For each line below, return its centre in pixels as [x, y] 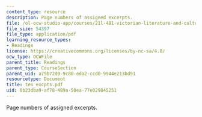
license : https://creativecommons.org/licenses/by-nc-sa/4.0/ [86, 51]
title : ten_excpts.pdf [35, 85]
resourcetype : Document [36, 79]
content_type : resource [36, 12]
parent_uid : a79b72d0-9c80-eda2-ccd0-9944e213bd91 [71, 74]
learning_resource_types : [38, 40]
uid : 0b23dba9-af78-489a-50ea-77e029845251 [62, 90]
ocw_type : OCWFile [29, 57]
